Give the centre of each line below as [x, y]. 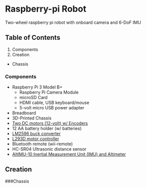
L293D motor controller [36, 139]
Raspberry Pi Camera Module [49, 92]
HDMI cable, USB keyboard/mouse [54, 103]
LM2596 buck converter [36, 134]
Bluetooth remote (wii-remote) [42, 144]
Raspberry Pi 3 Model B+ [37, 87]
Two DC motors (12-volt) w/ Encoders [50, 123]
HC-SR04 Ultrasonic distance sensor [49, 149]
